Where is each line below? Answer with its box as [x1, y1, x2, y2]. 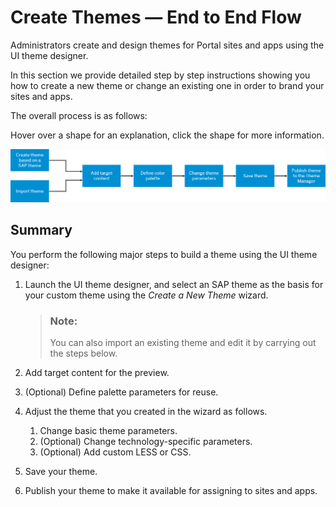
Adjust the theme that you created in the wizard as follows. [24, 406, 268, 418]
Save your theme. [24, 466, 98, 478]
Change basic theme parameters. [39, 425, 178, 437]
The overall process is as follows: [10, 109, 148, 121]
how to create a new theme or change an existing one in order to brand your [10, 79, 325, 91]
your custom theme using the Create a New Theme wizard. [24, 289, 269, 301]
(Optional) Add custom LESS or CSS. [39, 446, 192, 458]
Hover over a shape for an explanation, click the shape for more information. [10, 129, 325, 141]
